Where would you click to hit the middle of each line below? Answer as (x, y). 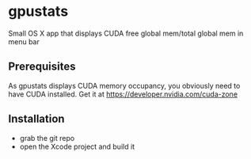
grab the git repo (47, 138)
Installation (36, 119)
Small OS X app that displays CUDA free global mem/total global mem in (126, 33)
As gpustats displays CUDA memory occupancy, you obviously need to (124, 85)
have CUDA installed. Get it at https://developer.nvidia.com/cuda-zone (123, 94)
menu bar (24, 41)
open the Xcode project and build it (77, 146)
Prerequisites (42, 67)
